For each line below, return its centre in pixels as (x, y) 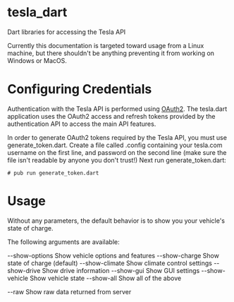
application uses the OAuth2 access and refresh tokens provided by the (111, 116)
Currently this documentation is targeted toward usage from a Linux (106, 45)
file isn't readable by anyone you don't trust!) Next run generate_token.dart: (117, 160)
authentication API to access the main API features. (82, 124)
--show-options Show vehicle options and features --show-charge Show (113, 255)
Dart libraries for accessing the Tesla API (67, 32)
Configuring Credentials (80, 89)
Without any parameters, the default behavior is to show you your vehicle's (116, 221)
